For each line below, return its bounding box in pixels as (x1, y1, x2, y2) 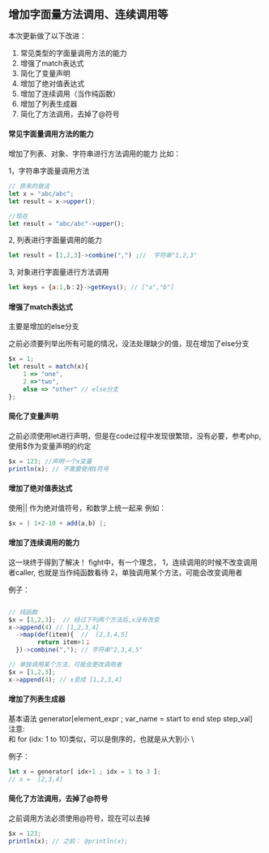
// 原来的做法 (8, 182, 50, 191)
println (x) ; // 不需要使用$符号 (8, 465, 109, 473)
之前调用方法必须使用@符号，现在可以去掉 (8, 813, 151, 823)
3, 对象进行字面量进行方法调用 (8, 267, 109, 277)
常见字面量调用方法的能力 (8, 129, 94, 139)
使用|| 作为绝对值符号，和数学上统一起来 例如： (8, 503, 167, 513)
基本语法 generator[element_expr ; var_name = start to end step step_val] (8, 713, 253, 723)
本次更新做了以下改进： (8, 31, 87, 41)
